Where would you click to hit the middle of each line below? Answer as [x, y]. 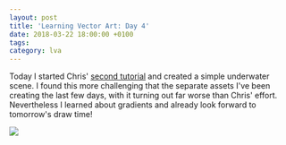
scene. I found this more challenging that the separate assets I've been [140, 86]
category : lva [36, 51]
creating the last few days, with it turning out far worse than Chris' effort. [143, 96]
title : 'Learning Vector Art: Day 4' [80, 26]
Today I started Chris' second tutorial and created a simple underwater [139, 76]
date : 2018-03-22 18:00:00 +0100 [71, 34]
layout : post [34, 17]
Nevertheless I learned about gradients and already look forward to [133, 105]
